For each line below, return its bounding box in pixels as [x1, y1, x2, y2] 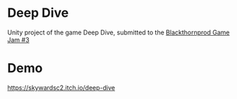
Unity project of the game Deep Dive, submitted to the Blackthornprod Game [7, 28, 230, 37]
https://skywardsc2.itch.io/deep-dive [7, 83, 115, 92]
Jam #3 [7, 35, 30, 44]
